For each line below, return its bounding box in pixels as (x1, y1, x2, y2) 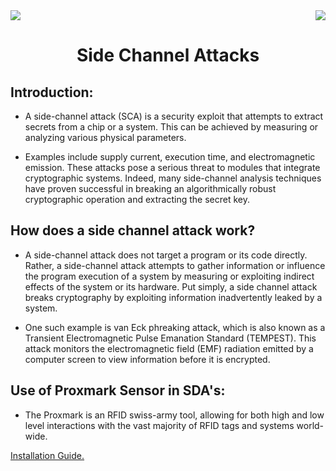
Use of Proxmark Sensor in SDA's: (10, 382, 226, 399)
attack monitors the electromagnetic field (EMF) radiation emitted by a (24, 342, 314, 354)
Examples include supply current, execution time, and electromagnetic (24, 151, 316, 163)
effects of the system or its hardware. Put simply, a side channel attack (24, 280, 318, 293)
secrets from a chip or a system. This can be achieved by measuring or (24, 121, 319, 133)
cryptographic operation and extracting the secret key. (24, 194, 250, 205)
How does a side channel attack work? (10, 222, 256, 239)
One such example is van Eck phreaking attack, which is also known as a (24, 321, 326, 333)
